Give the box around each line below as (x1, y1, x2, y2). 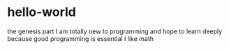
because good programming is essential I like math (7, 34, 154, 42)
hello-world (7, 4, 77, 20)
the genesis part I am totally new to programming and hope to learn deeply (7, 27, 223, 35)
